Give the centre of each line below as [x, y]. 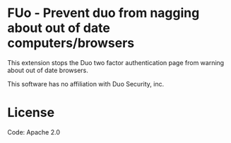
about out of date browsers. [48, 70]
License [31, 113]
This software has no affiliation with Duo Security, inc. [86, 84]
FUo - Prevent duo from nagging [103, 13]
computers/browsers [71, 43]
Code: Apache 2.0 [34, 132]
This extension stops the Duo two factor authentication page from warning [116, 62]
